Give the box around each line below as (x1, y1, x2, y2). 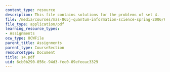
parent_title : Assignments (5, 41, 62, 46)
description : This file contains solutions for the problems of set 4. (5, 12, 159, 17)
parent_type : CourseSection (5, 45, 65, 50)
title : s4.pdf (5, 54, 35, 60)
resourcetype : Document (5, 50, 56, 55)
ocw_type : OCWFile (5, 36, 44, 41)
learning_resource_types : (5, 26, 60, 31)
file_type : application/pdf (5, 21, 65, 27)
